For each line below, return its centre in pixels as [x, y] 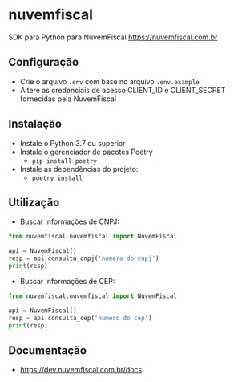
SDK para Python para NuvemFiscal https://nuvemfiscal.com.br [113, 37]
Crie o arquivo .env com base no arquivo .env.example [110, 81]
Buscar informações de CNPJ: [70, 221]
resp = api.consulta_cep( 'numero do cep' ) [80, 318]
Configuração [44, 62]
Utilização [34, 202]
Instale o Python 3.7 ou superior [73, 143]
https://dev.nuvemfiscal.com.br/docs [81, 370]
